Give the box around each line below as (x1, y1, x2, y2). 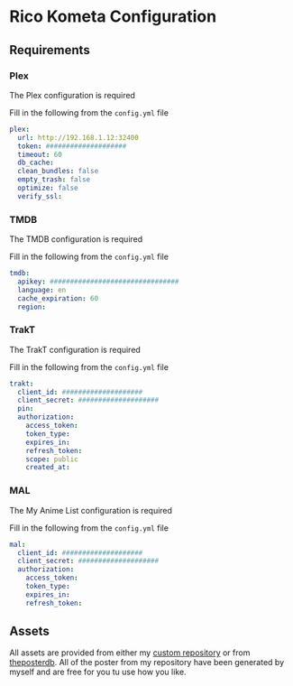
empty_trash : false (17, 175, 91, 184)
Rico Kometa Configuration (9, 6, 217, 27)
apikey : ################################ (17, 277, 179, 286)
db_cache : (17, 158, 54, 168)
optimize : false (17, 183, 78, 192)
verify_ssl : (17, 191, 63, 200)
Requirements (9, 42, 90, 58)
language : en (17, 285, 67, 294)
